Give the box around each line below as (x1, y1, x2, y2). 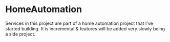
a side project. (5, 31, 36, 37)
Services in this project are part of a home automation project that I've (5, 20, 154, 26)
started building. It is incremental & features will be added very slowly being (5, 25, 165, 31)
